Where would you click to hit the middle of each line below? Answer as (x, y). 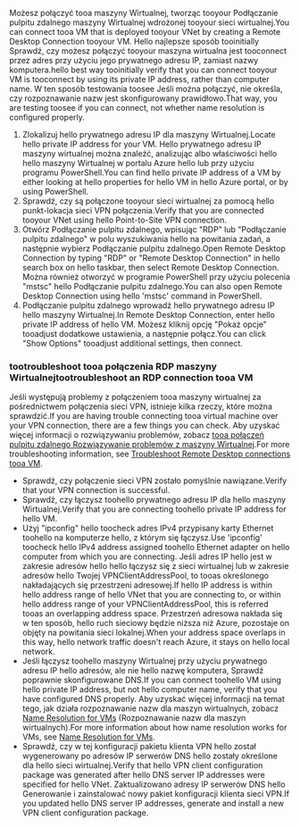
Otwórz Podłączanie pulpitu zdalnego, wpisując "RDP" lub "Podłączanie (154, 230)
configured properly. (47, 117)
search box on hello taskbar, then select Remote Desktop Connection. (150, 267)
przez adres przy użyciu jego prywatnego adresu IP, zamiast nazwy (134, 60)
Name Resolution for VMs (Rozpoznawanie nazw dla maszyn (134, 718)
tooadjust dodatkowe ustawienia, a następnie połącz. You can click (144, 334)
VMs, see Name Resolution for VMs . (89, 737)
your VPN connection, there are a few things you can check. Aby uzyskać (145, 426)
